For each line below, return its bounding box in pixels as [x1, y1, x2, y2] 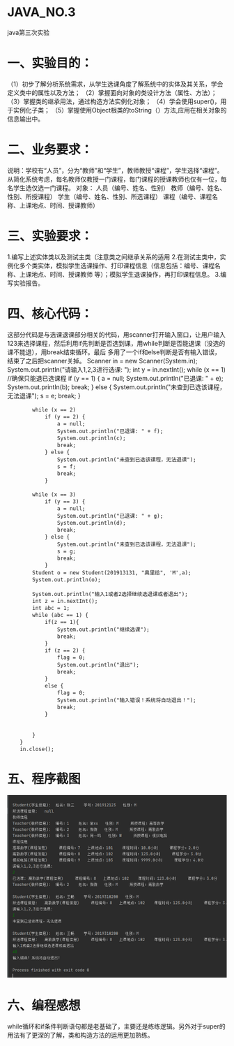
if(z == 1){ [44, 618, 79, 625]
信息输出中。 [7, 115, 44, 123]
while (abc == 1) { [32, 611, 89, 618]
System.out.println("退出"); [56, 661, 139, 668]
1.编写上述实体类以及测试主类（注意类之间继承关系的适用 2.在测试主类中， [7, 252, 221, 261]
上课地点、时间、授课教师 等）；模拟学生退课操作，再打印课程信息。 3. [19, 270, 221, 278]
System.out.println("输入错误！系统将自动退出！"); [56, 697, 196, 704]
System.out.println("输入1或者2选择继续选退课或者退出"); [32, 590, 188, 597]
